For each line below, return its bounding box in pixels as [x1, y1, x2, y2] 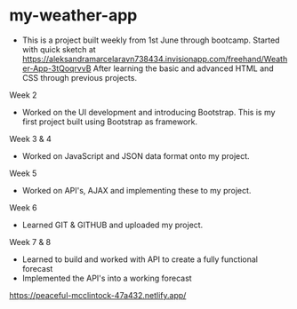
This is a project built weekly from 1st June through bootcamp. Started [21, 35, 280, 45]
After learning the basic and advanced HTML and [92, 63, 274, 74]
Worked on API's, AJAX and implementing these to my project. [21, 185, 252, 195]
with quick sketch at [21, 44, 96, 54]
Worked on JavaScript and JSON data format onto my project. [21, 150, 251, 161]
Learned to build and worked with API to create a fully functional [21, 254, 258, 265]
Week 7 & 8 [9, 236, 52, 247]
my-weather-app [9, 5, 138, 26]
